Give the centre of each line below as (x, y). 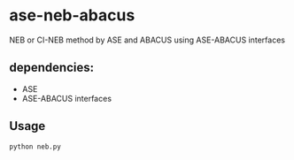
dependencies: (52, 68)
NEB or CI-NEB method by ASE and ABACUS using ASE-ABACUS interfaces (147, 40)
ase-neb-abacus (72, 15)
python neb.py (35, 147)
